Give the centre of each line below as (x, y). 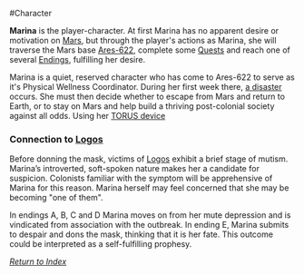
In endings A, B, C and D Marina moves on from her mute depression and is (150, 215)
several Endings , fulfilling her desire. (78, 59)
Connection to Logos (56, 139)
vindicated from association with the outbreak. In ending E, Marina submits (149, 225)
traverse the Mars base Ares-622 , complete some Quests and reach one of (150, 50)
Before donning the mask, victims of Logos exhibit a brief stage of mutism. (149, 159)
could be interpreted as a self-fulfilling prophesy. (101, 244)
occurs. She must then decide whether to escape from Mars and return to (147, 96)
